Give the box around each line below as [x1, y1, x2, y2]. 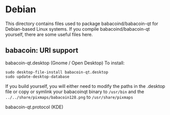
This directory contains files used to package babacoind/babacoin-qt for [5, 20, 158, 27]
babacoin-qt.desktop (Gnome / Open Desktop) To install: [5, 60, 125, 66]
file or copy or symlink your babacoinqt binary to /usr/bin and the [5, 88, 144, 95]
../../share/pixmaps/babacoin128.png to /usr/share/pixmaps [5, 94, 134, 100]
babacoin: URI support [5, 46, 79, 55]
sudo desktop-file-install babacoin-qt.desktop [5, 70, 109, 75]
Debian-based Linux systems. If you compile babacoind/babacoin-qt [5, 26, 150, 32]
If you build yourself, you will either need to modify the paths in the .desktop [5, 83, 165, 89]
